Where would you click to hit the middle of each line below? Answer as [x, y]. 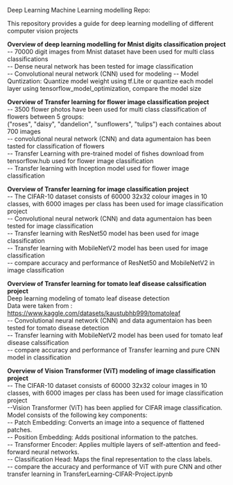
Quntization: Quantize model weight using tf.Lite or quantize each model [110, 81]
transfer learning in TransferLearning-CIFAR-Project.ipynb [90, 474]
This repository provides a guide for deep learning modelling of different [110, 23]
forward [18, 452]
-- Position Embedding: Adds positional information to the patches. [103, 437]
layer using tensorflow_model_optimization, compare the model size [104, 88]
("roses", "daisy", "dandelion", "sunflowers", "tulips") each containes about [114, 124]
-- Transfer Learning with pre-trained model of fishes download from [106, 153]
